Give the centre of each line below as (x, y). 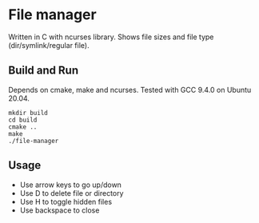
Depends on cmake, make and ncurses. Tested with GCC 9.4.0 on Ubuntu (130, 90)
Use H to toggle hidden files (66, 201)
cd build (23, 120)
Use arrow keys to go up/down (71, 185)
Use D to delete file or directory (72, 193)
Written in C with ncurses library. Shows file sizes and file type (111, 37)
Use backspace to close (60, 210)
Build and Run (43, 71)
